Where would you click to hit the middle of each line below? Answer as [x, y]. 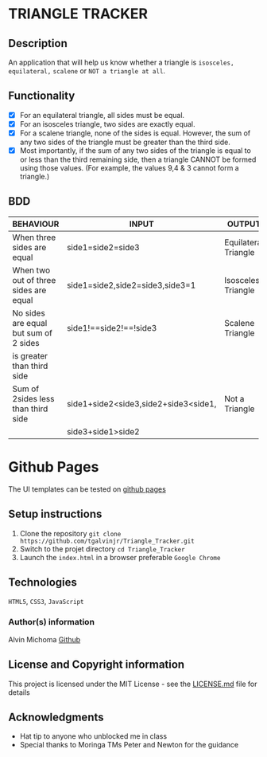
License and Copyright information [97, 665]
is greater [30, 355]
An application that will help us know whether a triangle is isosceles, [121, 62]
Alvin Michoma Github [44, 639]
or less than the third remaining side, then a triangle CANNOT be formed [138, 159]
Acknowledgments [56, 717]
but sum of [33, 333]
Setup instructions [55, 514]
